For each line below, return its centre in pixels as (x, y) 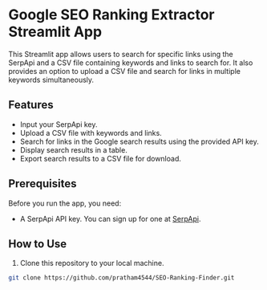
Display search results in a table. (74, 149)
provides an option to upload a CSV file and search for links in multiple (124, 71)
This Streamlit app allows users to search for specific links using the (121, 54)
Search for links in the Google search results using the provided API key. (139, 141)
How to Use (38, 244)
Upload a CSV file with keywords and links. (91, 133)
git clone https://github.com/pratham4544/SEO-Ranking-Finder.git (121, 278)
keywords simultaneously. (51, 80)
